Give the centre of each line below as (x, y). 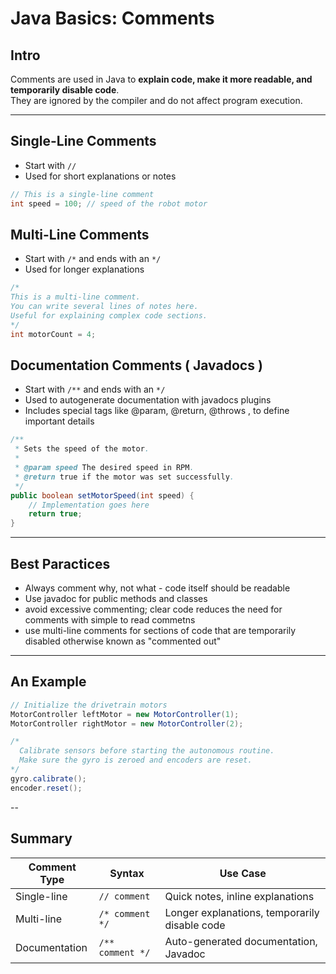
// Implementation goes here (89, 505)
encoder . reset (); (46, 788)
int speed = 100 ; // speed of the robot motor (109, 203)
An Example (48, 682)
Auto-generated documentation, (241, 941)
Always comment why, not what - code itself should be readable (157, 588)
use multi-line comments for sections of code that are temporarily (160, 630)
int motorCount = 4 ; (53, 334)
